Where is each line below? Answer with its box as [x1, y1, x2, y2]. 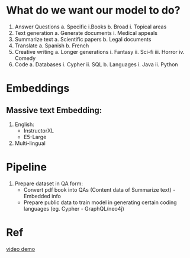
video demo [6, 245, 36, 252]
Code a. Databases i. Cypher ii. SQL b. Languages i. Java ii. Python [14, 60, 179, 68]
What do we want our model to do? [6, 4, 181, 17]
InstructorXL [23, 127, 54, 134]
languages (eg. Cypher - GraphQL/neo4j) [23, 205, 124, 212]
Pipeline [6, 160, 47, 174]
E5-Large [23, 133, 47, 140]
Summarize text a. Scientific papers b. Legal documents [14, 36, 152, 43]
